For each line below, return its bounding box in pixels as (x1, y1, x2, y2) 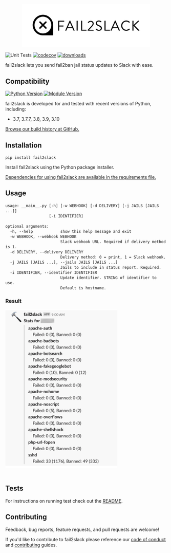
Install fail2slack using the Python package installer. (5, 164, 115, 170)
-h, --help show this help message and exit (10, 229, 132, 234)
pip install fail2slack (5, 155, 56, 160)
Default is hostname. (60, 285, 106, 290)
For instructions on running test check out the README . (5, 497, 123, 504)
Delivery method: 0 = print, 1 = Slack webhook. (60, 254, 166, 260)
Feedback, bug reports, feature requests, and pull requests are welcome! (5, 526, 160, 532)
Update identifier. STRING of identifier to (60, 275, 157, 280)
